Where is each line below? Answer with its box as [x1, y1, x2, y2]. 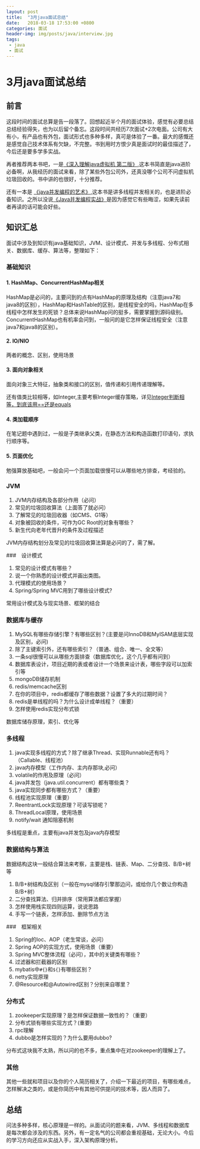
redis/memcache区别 [14, 683, 67, 690]
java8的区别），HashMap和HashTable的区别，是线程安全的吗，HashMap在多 [6, 301, 194, 308]
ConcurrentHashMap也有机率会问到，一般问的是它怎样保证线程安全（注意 [6, 316, 188, 323]
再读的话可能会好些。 [11, 203, 64, 210]
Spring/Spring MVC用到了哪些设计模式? [14, 586, 112, 594]
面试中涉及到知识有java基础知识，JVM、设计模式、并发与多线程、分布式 [6, 239, 185, 246]
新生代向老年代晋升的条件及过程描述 [14, 526, 104, 533]
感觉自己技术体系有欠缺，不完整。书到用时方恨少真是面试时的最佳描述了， [11, 140, 194, 147]
